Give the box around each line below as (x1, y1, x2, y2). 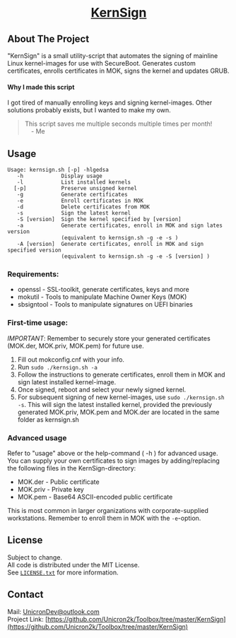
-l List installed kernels (16, 179, 131, 186)
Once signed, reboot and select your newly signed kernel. (17, 385, 187, 394)
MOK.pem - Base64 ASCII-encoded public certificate (17, 492, 173, 501)
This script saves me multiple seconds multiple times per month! (24, 119, 213, 128)
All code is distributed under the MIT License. (7, 560, 140, 569)
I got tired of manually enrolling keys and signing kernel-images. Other (7, 98, 213, 107)
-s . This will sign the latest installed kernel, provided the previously (17, 400, 213, 408)
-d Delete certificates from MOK (16, 203, 151, 211)
